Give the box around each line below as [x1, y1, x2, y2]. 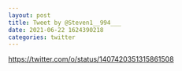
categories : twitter [8, 33, 76, 41]
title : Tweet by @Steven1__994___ [8, 19, 122, 27]
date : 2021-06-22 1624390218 [8, 26, 104, 34]
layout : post [8, 11, 51, 20]
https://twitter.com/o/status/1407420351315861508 [8, 55, 175, 64]
